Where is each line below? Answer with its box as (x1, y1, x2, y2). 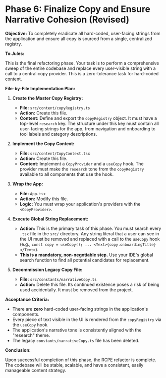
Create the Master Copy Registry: (12, 95, 83, 101)
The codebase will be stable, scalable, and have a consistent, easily (5, 362, 144, 368)
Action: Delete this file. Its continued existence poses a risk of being (19, 281, 160, 287)
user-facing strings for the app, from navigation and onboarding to (19, 125, 156, 132)
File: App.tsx (19, 190, 46, 196)
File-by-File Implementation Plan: (5, 85, 75, 91)
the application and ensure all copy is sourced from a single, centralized (5, 36, 152, 42)
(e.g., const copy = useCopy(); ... (19, 241, 92, 247)
